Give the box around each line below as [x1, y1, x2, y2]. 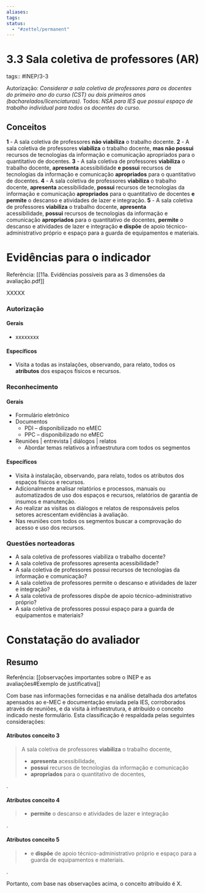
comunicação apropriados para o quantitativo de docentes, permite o [6, 216, 184, 224]
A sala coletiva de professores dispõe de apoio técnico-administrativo [15, 592, 192, 599]
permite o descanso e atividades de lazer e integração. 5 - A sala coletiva [6, 197, 193, 204]
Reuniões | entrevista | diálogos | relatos [15, 437, 117, 445]
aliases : [6, 9, 29, 15]
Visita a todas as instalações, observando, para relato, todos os [15, 361, 176, 368]
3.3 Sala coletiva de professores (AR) [6, 53, 199, 66]
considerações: [6, 718, 46, 725]
